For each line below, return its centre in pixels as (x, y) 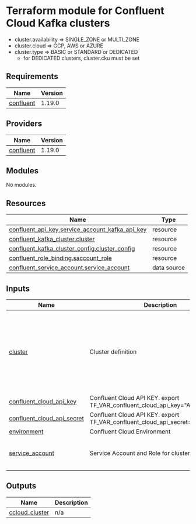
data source (169, 268)
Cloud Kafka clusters (58, 23)
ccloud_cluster (29, 512)
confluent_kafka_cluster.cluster (52, 239)
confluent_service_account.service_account (69, 268)
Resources (26, 203)
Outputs (21, 486)
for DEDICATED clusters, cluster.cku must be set (81, 58)
